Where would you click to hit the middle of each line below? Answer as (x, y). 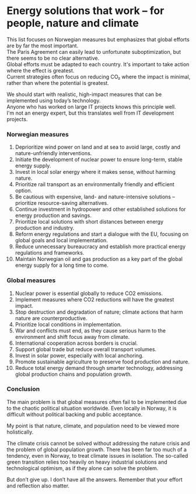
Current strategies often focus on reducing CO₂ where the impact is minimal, (99, 77)
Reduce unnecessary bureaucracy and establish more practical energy (100, 246)
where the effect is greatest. (41, 70)
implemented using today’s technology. (54, 100)
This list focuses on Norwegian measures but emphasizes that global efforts (98, 39)
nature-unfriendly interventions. (53, 153)
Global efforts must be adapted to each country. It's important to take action (98, 64)
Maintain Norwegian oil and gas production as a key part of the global (99, 259)
